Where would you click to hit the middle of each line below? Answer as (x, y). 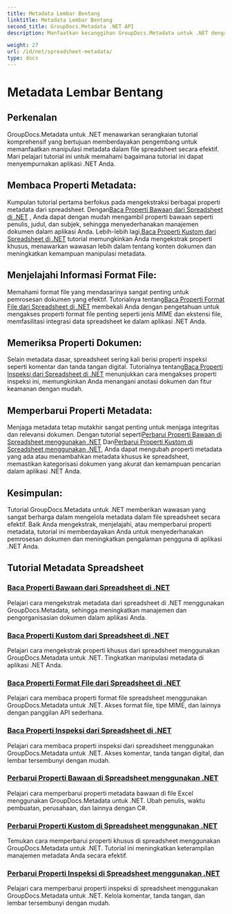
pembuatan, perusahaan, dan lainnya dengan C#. (77, 808)
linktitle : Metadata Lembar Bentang (60, 20)
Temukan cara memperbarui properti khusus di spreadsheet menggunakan (114, 841)
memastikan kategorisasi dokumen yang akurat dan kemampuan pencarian (114, 464)
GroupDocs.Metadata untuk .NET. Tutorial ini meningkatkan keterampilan (111, 848)
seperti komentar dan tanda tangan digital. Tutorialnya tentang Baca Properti (115, 367)
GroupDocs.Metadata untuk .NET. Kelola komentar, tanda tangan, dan (106, 896)
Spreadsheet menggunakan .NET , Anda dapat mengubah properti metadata (115, 449)
